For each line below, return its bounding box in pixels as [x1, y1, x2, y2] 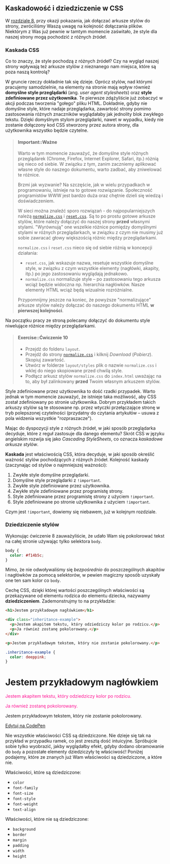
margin [12, 838, 27, 843]
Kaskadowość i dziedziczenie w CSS [5, 4, 124, 13]
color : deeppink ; [10, 654, 47, 660]
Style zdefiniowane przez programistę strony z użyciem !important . [12, 493, 155, 499]
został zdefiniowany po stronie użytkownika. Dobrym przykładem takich [5, 399, 156, 405]
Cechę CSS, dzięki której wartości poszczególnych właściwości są [5, 587, 145, 593]
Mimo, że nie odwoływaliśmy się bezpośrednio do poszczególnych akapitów [5, 567, 165, 573]
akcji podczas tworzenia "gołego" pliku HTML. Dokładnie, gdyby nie [5, 100, 148, 106]
